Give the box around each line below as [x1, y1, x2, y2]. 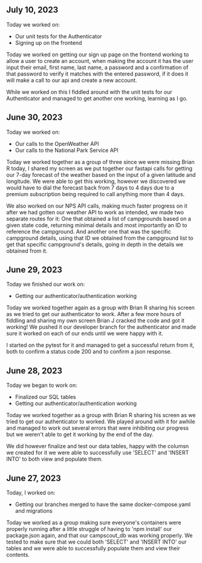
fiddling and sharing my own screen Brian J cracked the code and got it [6, 317, 184, 324]
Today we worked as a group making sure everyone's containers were [6, 519, 181, 526]
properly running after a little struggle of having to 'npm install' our [6, 525, 172, 533]
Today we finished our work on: [6, 281, 85, 288]
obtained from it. [6, 247, 48, 254]
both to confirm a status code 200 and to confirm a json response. [6, 348, 172, 355]
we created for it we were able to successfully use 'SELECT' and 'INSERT [6, 449, 189, 456]
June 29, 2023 [6, 265, 62, 275]
